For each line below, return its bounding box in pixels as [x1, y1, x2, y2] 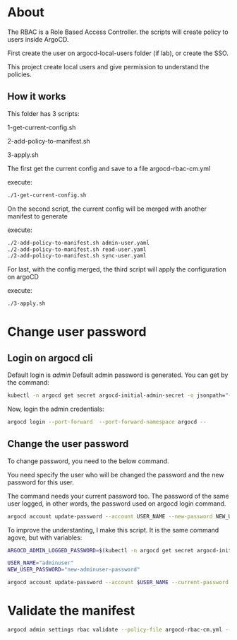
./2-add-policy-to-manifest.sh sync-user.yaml [7, 252, 147, 260]
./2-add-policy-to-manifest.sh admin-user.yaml [7, 239, 150, 246]
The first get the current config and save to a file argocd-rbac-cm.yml [7, 164, 211, 173]
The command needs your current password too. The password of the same [7, 491, 229, 500]
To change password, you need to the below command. [7, 457, 169, 465]
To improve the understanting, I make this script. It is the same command [7, 525, 219, 534]
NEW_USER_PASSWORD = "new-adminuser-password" [7, 566, 140, 574]
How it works [7, 91, 66, 103]
